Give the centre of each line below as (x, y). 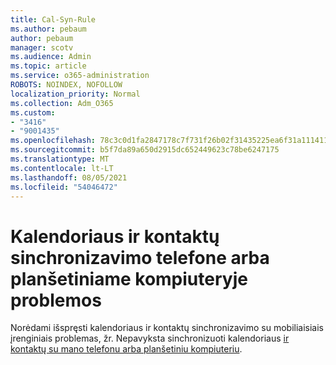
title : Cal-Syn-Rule (53, 19)
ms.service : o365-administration (80, 76)
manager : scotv (42, 47)
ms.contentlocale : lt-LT (62, 168)
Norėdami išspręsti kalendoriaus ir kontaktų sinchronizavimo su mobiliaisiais (167, 328)
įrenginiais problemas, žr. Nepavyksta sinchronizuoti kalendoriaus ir (150, 338)
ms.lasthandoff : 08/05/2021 (69, 177)
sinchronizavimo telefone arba (140, 257)
